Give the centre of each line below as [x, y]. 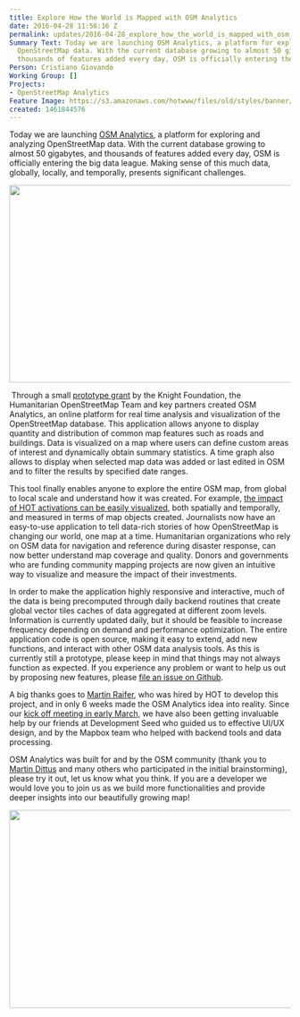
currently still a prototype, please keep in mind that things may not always [145, 658]
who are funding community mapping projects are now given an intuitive [142, 565]
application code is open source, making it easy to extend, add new [133, 639]
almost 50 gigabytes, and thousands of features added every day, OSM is [145, 154]
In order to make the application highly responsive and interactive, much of [147, 592]
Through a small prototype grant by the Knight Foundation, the [126, 396]
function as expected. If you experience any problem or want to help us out [148, 668]
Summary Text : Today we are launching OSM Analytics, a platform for [142, 43]
